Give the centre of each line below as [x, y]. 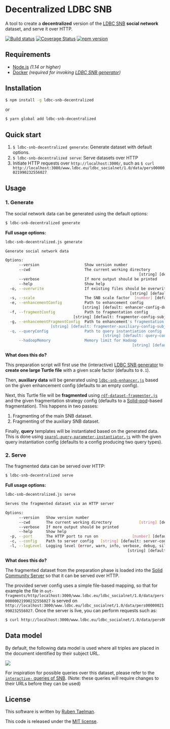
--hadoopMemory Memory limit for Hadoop [78, 341]
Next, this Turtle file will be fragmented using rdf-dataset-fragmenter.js [81, 395]
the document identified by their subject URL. [53, 653]
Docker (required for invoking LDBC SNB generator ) [67, 72]
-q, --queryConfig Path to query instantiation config [86, 331]
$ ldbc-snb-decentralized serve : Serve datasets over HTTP [75, 158]
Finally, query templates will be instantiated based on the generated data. [82, 431]
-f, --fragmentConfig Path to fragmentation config [79, 312]
